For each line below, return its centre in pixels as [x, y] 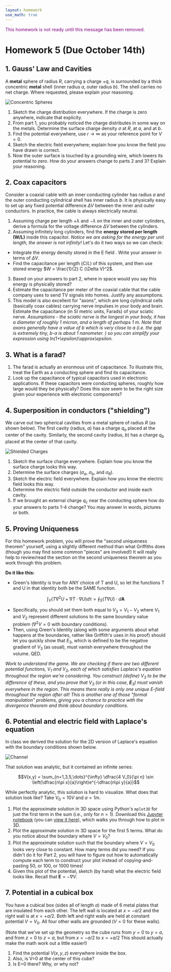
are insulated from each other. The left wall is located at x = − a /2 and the [82, 910]
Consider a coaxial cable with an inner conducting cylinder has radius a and [85, 195]
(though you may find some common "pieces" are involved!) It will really [81, 552]
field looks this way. [33, 484]
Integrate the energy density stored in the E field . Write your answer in [87, 253]
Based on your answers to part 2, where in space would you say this [84, 279]
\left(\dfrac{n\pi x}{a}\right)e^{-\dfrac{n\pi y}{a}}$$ [86, 782]
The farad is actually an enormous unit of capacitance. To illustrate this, [88, 367]
